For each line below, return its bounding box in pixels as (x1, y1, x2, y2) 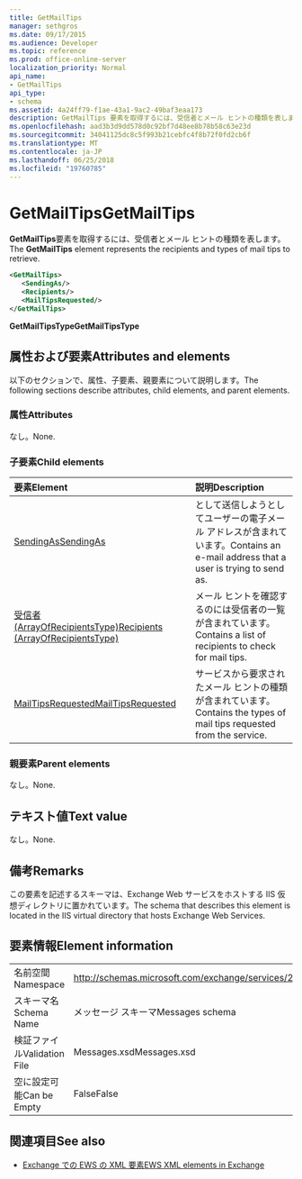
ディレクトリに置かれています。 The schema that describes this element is (16, 900, 291, 911)
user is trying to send (194, 562, 285, 575)
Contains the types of (194, 706, 287, 719)
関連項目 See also (9, 1134, 106, 1149)
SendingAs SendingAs (13, 535, 106, 548)
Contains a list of (194, 629, 267, 641)
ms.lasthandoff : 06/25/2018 (9, 155, 115, 165)
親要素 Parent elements (9, 757, 111, 770)
